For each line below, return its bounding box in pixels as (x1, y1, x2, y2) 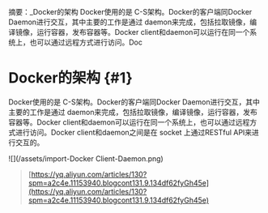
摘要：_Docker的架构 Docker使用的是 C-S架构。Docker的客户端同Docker (8, 7, 253, 16)
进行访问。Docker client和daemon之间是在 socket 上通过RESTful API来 (15, 127, 253, 137)
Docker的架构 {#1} (8, 69, 134, 87)
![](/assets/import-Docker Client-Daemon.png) (8, 153, 164, 164)
